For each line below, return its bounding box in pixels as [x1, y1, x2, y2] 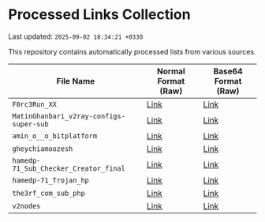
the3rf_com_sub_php [12, 188, 85, 198]
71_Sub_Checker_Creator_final [12, 164, 126, 173]
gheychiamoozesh [12, 144, 73, 153]
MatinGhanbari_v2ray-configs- [12, 111, 126, 120]
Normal [156, 66, 185, 77]
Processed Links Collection [8, 6, 191, 24]
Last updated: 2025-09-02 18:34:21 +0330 [8, 32, 144, 41]
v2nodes [12, 201, 41, 210]
